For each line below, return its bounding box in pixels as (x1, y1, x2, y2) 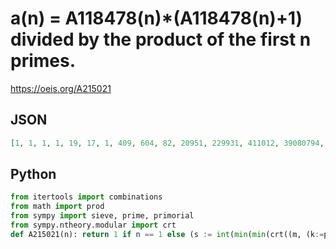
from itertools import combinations (10, 192, 163, 202)
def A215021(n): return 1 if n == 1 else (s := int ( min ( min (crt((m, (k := (10, 229, 325, 239)
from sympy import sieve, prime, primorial (10, 211, 195, 221)
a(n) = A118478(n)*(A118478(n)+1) (10, 7, 303, 30)
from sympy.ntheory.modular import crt (10, 220, 177, 231)
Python (10, 166, 57, 183)
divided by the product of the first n (10, 28, 312, 51)
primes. (10, 50, 77, 72)
